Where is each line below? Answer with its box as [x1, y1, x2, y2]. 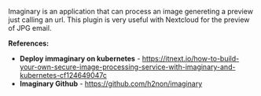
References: [8, 39, 50, 48]
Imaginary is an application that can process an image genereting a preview [8, 7, 254, 16]
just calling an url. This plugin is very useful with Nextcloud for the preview [8, 15, 250, 24]
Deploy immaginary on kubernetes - [19, 54, 141, 63]
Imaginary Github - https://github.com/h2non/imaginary [19, 79, 203, 88]
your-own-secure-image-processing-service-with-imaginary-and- [19, 62, 236, 72]
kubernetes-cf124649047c [19, 71, 108, 79]
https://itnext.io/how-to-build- [142, 54, 240, 63]
